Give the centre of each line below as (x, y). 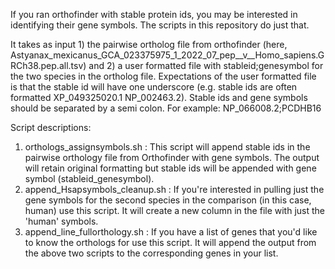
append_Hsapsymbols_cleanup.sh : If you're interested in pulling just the (174, 189)
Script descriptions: (51, 127)
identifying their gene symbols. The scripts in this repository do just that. (160, 25)
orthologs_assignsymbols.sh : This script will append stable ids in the (167, 147)
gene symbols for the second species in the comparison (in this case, (168, 200)
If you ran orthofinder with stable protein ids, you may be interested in (154, 14)
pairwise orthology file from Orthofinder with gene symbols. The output (172, 157)
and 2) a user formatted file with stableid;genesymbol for (206, 65)
